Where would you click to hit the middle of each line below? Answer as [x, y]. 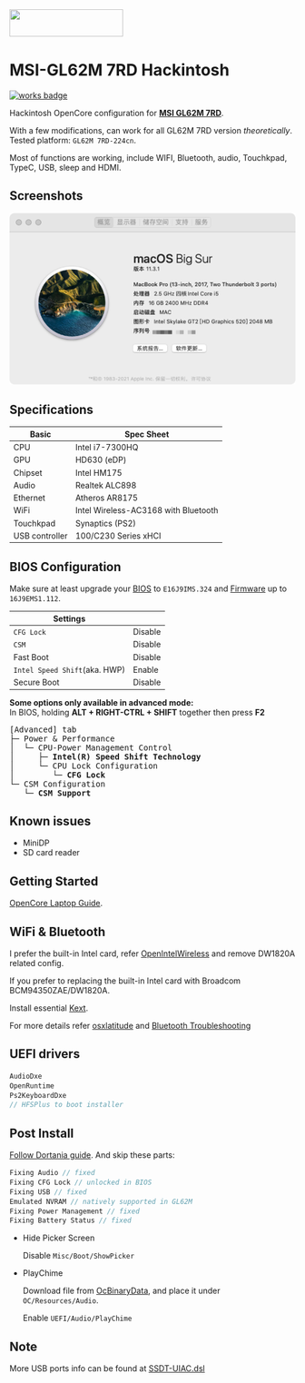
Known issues [50, 821]
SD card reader [51, 853]
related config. [37, 963]
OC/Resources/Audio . [60, 1300]
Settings [69, 618]
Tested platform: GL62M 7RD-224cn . [73, 140]
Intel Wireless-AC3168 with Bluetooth [147, 510]
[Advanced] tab [43, 729]
